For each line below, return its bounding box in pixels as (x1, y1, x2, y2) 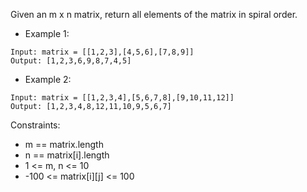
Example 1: (24, 28, 70, 39)
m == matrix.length (24, 139, 104, 150)
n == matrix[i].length (24, 149, 110, 161)
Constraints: (10, 119, 61, 131)
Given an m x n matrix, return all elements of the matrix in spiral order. (10, 9, 298, 20)
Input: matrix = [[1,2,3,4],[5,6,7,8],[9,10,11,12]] (10, 93, 235, 103)
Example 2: (24, 74, 72, 85)
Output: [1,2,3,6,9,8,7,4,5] (10, 56, 132, 66)
